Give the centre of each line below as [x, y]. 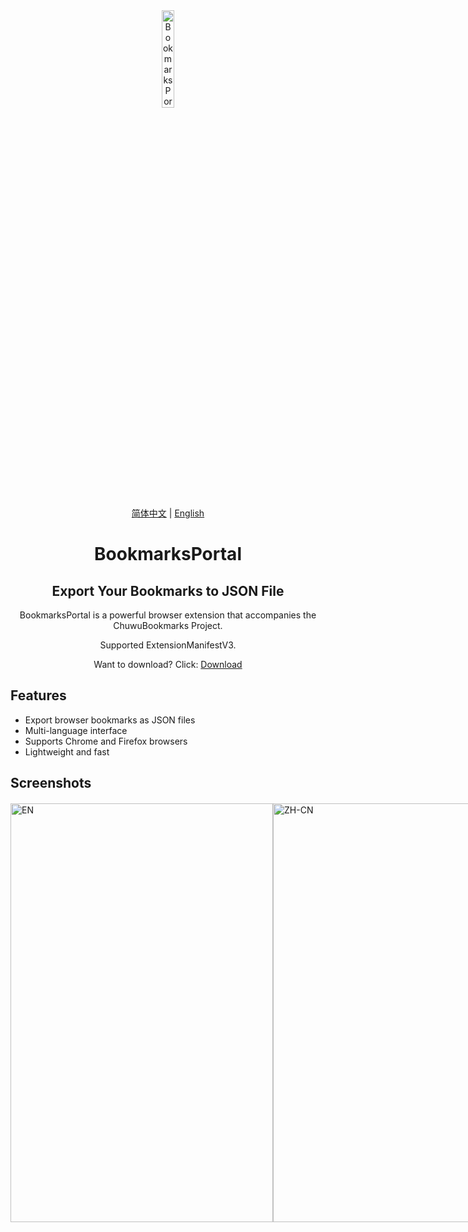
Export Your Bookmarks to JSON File [168, 590]
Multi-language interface [76, 730]
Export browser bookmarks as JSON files [110, 720]
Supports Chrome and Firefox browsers [106, 741]
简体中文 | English [168, 513]
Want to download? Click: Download [168, 664]
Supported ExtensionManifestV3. [168, 645]
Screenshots [51, 783]
